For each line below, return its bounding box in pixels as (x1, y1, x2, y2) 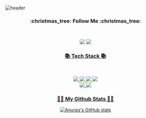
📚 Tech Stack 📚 (64, 52, 107, 60)
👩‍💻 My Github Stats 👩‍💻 (56, 95, 114, 102)
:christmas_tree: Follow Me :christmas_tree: (30, 17, 141, 24)
